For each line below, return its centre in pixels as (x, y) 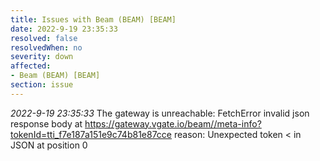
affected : (31, 66)
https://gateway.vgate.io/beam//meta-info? (173, 123)
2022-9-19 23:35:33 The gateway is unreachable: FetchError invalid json (160, 113)
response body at (46, 123)
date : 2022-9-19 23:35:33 (64, 29)
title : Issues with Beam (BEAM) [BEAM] (93, 19)
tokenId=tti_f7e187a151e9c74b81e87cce (91, 134)
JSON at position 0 (49, 145)
